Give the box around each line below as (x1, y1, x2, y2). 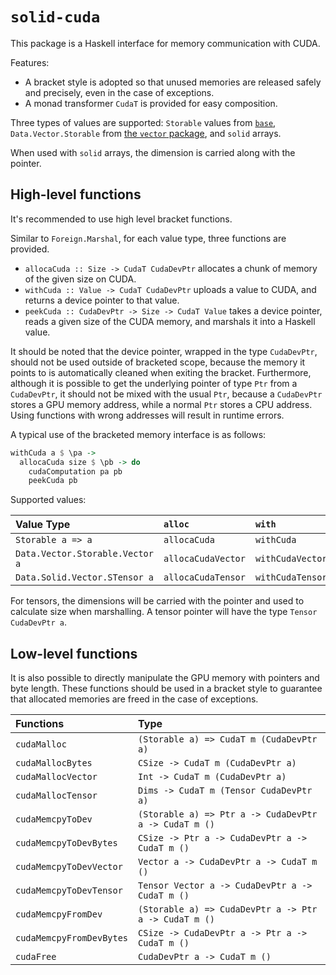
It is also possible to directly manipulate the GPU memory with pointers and (10, 672, 320, 684)
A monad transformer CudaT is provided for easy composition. (24, 97, 278, 109)
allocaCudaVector (163, 553, 246, 565)
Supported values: (10, 494, 87, 506)
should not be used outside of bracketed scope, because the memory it (10, 356, 306, 368)
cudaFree (15, 951, 57, 963)
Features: (10, 56, 50, 68)
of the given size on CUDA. (24, 273, 137, 285)
